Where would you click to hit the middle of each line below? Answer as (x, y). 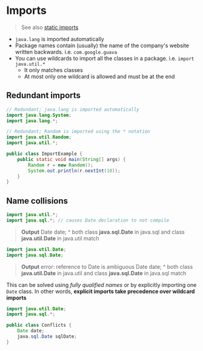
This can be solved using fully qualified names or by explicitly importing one (101, 284)
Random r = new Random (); (61, 165)
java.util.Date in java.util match (60, 238)
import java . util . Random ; (39, 137)
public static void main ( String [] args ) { (72, 159)
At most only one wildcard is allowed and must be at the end (99, 76)
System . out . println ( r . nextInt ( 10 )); (74, 171)
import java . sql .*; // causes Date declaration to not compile (88, 220)
